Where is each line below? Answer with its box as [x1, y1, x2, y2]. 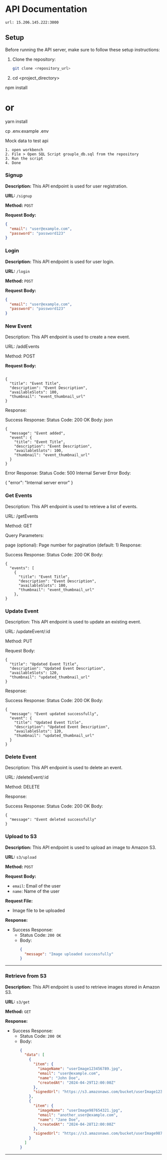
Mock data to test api [5, 138, 49, 144]
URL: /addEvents [5, 344, 40, 350]
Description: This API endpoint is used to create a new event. [5, 334, 130, 340]
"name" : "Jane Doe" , [37, 1117, 81, 1122]
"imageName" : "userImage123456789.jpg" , [37, 1067, 123, 1071]
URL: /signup [5, 192, 32, 198]
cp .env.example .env [5, 128, 49, 134]
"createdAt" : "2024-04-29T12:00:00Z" [37, 1080, 116, 1085]
